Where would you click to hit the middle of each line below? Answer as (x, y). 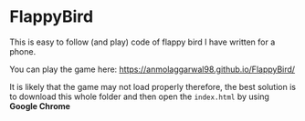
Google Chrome (40, 106)
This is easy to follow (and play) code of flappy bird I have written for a (142, 42)
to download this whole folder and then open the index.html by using (139, 96)
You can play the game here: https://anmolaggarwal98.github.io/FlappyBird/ (152, 69)
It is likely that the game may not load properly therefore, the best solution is (153, 86)
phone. (23, 51)
